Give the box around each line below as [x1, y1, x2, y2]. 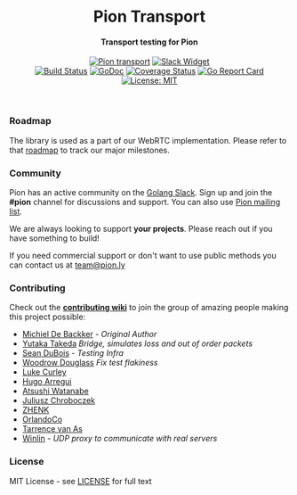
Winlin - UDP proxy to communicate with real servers [21, 433, 218, 444]
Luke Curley [21, 367, 67, 377]
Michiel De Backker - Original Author [21, 329, 157, 340]
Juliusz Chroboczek [21, 395, 96, 406]
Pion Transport [92, 6, 206, 27]
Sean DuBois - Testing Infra [21, 348, 124, 359]
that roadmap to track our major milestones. [9, 144, 171, 155]
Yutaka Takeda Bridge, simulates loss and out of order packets [21, 338, 253, 349]
